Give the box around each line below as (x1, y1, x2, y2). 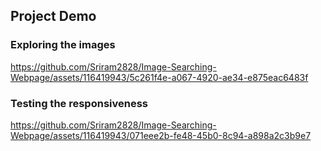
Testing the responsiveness (10, 96, 149, 110)
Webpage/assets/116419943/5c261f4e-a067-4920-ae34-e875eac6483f (10, 71, 309, 83)
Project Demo (10, 8, 97, 25)
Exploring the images (10, 38, 116, 52)
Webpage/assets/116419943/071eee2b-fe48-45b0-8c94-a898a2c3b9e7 (10, 129, 312, 141)
